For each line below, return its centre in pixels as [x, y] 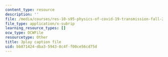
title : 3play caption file [33, 42]
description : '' [22, 14]
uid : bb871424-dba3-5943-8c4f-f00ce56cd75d [51, 47]
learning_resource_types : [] [35, 28]
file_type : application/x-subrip [40, 24]
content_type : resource [30, 10]
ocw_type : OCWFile [24, 33]
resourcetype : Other [27, 38]
